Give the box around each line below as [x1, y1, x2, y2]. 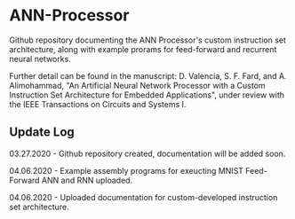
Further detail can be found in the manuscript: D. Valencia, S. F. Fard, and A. [9, 70, 287, 81]
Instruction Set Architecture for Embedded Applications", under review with [9, 90, 284, 100]
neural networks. [9, 53, 71, 64]
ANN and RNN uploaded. [41, 175, 133, 185]
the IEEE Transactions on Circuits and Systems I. [9, 98, 187, 109]
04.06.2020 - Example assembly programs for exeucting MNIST [9, 165, 244, 176]
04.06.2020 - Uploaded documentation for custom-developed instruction [9, 192, 278, 202]
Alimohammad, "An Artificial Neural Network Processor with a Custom [9, 80, 266, 90]
